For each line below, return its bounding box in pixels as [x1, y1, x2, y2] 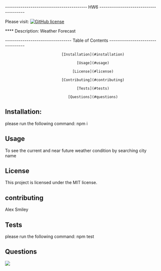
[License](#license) [72, 69, 114, 74]
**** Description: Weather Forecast [5, 28, 76, 34]
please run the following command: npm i [5, 120, 88, 126]
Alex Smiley [5, 206, 29, 213]
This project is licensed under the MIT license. [5, 180, 97, 186]
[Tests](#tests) [77, 86, 110, 91]
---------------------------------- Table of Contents [5, 37, 108, 43]
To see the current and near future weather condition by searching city [5, 148, 147, 153]
